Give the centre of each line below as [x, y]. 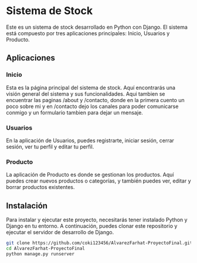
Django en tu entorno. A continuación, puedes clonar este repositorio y [92, 226]
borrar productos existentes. [40, 187]
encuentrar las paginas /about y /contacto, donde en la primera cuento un [95, 100]
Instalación [27, 206]
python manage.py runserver [40, 254]
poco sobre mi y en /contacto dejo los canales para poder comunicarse [92, 106]
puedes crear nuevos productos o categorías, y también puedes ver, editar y [99, 181]
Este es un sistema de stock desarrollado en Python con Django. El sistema [97, 27]
